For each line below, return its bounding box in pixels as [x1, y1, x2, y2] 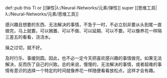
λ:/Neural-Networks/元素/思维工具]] [5, 11, 79, 17]
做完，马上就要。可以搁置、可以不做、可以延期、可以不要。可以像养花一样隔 [5, 28, 162, 34]
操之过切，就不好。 [5, 45, 45, 50]
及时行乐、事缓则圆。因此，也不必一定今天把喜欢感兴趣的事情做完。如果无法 [5, 55, 162, 61]
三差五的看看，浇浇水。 [5, 34, 53, 40]
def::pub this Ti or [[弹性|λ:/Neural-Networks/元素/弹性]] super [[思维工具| [5, 5, 158, 10]
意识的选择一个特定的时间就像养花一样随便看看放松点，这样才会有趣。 [13, 68, 158, 74]
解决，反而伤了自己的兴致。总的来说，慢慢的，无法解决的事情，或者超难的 [5, 62, 158, 67]
